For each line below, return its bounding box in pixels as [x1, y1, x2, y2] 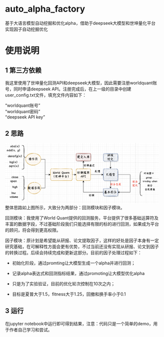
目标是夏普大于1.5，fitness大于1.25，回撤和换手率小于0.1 [12, 291, 126, 297]
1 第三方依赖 [5, 66, 42, 74]
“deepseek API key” [5, 114, 45, 120]
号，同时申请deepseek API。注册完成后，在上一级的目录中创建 [5, 86, 132, 92]
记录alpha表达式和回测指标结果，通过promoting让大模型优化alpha [12, 271, 145, 277]
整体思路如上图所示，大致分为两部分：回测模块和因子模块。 [5, 205, 125, 211]
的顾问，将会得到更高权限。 [5, 227, 61, 233]
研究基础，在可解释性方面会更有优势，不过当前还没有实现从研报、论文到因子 [5, 244, 159, 250]
